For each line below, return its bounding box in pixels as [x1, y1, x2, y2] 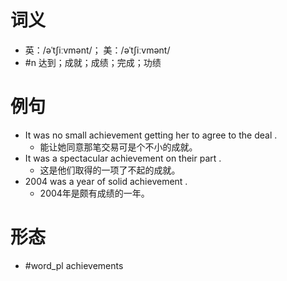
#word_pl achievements [24, 259, 124, 271]
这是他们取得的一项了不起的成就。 [39, 164, 181, 176]
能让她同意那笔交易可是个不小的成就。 [39, 141, 198, 153]
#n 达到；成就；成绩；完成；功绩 [24, 56, 162, 68]
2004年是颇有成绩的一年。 [39, 187, 150, 199]
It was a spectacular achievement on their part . [24, 152, 222, 164]
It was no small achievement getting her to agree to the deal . [24, 129, 278, 141]
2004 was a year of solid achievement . [24, 175, 188, 187]
